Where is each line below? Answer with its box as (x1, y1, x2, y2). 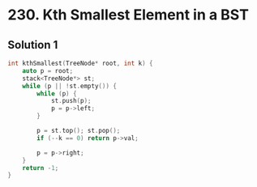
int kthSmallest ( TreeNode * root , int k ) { (7, 59, 153, 67)
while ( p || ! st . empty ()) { (22, 82, 117, 90)
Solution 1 (7, 38, 58, 52)
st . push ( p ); (50, 97, 92, 105)
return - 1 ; (22, 164, 59, 172)
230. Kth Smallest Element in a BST (7, 6, 249, 24)
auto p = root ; (22, 66, 74, 74)
